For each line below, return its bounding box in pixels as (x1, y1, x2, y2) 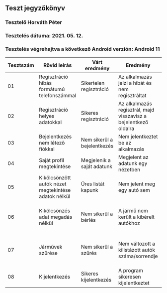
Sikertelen (81, 79, 105, 86)
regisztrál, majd (118, 106, 155, 113)
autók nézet (39, 180, 67, 187)
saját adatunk (81, 163, 113, 170)
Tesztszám (7, 62, 34, 69)
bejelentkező (118, 119, 149, 126)
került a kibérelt (118, 213, 155, 220)
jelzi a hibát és (118, 79, 152, 86)
